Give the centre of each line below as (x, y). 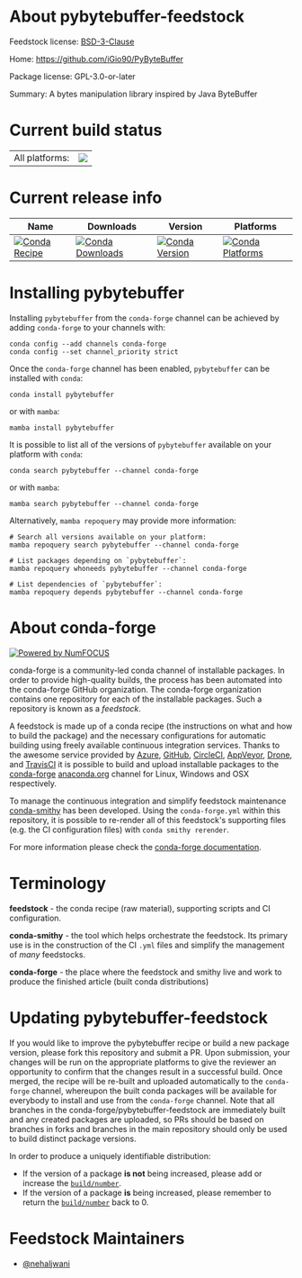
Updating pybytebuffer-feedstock (138, 1017)
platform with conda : (46, 454)
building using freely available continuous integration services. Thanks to (145, 745)
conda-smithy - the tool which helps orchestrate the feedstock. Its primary (149, 935)
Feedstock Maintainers (97, 1238)
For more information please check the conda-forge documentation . (136, 847)
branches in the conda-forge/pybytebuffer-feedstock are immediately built (147, 1110)
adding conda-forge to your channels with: (88, 327)
